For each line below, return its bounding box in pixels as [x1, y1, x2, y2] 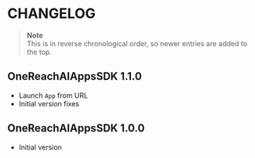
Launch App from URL [18, 91, 88, 100]
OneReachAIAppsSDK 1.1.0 [7, 70, 142, 83]
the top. [26, 47, 53, 56]
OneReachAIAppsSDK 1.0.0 [7, 122, 145, 135]
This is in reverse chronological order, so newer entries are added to [26, 38, 248, 48]
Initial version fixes [18, 99, 80, 108]
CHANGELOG [7, 5, 96, 23]
